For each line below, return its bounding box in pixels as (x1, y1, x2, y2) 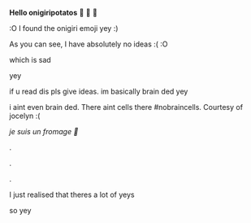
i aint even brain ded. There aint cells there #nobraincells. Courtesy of (9, 103, 243, 111)
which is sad (9, 55, 51, 64)
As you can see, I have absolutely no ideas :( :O (9, 39, 169, 49)
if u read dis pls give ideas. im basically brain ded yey (9, 86, 188, 96)
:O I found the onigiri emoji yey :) (9, 24, 119, 33)
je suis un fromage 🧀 (9, 127, 79, 136)
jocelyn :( (9, 111, 41, 120)
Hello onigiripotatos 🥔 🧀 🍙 (9, 8, 98, 17)
